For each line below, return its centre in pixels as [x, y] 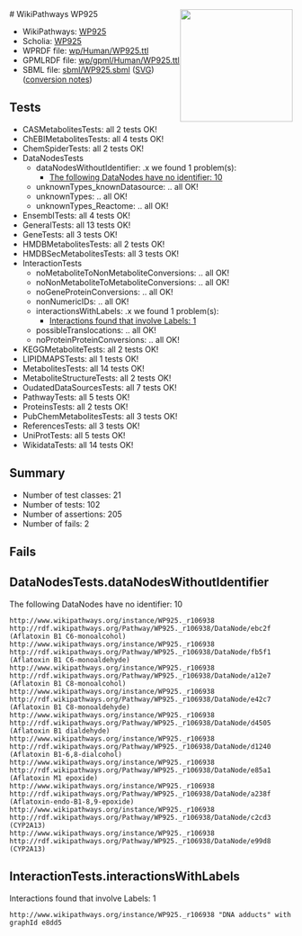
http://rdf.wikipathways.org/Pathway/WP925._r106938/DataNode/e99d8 [140, 841]
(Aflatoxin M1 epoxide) [54, 778]
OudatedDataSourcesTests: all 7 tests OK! [99, 387]
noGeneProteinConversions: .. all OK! [104, 292]
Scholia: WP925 [52, 41]
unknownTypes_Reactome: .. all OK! [102, 205]
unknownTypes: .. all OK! [81, 196]
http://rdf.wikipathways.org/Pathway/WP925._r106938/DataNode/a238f [140, 794]
